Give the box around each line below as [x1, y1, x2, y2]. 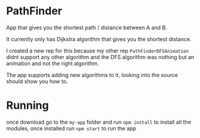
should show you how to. [6, 78, 68, 85]
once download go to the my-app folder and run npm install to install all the [6, 118, 192, 125]
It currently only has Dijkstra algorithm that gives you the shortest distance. [6, 35, 192, 42]
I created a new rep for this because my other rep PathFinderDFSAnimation [6, 47, 189, 54]
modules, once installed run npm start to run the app [6, 124, 137, 132]
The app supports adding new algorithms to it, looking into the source [6, 71, 178, 78]
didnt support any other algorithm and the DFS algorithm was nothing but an [6, 53, 195, 60]
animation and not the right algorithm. [6, 60, 99, 67]
